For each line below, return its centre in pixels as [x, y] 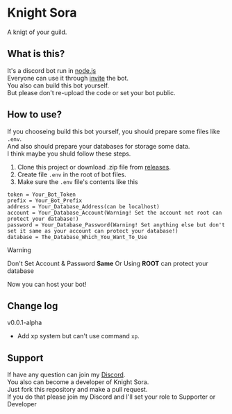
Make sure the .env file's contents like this [77, 181]
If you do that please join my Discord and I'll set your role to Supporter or [111, 397]
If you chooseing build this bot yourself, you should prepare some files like [114, 131]
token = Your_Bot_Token [42, 194]
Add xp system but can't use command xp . [78, 336]
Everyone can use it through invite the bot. [68, 78]
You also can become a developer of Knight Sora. [78, 382]
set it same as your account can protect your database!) [93, 231]
